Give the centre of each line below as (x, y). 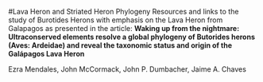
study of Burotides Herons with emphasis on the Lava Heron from (116, 20)
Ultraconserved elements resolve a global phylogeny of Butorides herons (132, 37)
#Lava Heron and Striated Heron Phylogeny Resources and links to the (124, 12)
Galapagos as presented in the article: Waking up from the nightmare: (124, 28)
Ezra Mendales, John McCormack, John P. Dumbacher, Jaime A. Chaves (127, 69)
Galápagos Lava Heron (46, 54)
